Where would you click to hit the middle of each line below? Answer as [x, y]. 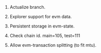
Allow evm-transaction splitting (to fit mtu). [53, 45]
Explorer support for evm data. [41, 16]
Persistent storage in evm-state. [42, 26]
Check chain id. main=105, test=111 [45, 36]
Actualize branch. [27, 7]
